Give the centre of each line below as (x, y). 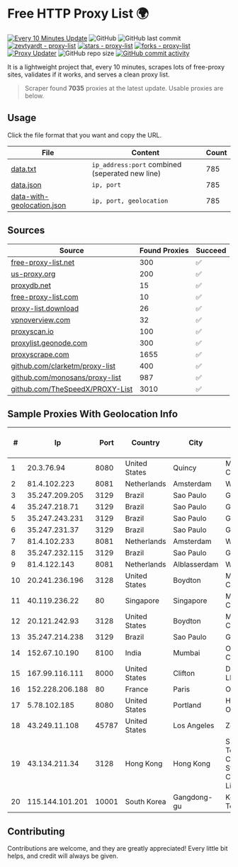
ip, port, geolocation (130, 200)
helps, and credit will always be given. (63, 856)
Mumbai (187, 653)
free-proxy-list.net (43, 262)
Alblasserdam (196, 565)
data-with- (30, 196)
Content (146, 152)
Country (146, 443)
